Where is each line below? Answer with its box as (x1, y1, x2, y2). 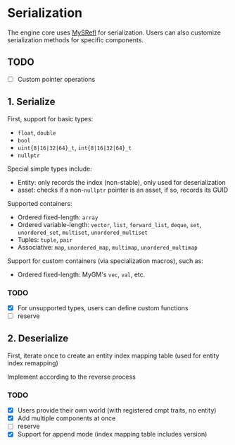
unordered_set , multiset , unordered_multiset (17, 228, 148, 236)
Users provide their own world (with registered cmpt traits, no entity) (17, 406, 217, 415)
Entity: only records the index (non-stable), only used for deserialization (17, 178, 227, 186)
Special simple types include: (7, 164, 93, 173)
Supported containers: (7, 199, 72, 207)
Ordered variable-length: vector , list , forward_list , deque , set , (17, 220, 202, 228)
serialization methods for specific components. (7, 35, 144, 44)
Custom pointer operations (17, 75, 96, 83)
